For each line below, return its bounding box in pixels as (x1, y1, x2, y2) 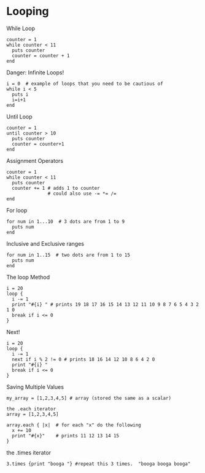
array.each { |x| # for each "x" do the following (6, 422, 141, 428)
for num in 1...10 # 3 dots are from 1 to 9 (6, 218, 125, 225)
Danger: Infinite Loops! (6, 69, 64, 76)
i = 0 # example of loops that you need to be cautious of (6, 80, 164, 87)
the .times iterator (6, 448, 51, 456)
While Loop (6, 25, 36, 32)
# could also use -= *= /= (47, 190, 117, 197)
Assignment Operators (6, 157, 63, 164)
